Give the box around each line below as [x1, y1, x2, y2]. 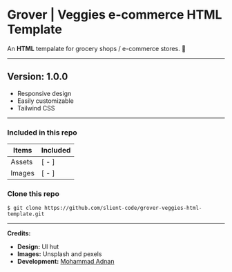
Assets [10, 157, 33, 167]
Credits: [7, 229, 31, 237]
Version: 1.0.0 [7, 71, 68, 83]
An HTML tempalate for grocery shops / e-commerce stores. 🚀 [7, 44, 186, 52]
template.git [7, 211, 45, 217]
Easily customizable [17, 97, 74, 105]
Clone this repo [7, 188, 60, 198]
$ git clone [7, 204, 41, 212]
